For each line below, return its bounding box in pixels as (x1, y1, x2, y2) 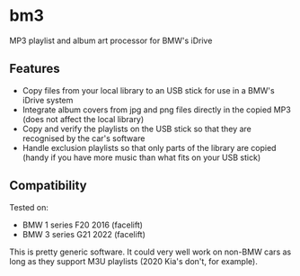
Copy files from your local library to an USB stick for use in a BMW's (22, 85, 276, 95)
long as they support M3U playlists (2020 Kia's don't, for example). (9, 255, 258, 266)
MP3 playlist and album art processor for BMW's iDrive (9, 35, 213, 46)
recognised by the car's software (22, 132, 146, 144)
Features (9, 61, 60, 76)
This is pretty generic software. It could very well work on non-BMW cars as (9, 246, 292, 257)
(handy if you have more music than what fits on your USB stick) (22, 152, 261, 163)
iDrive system (22, 94, 74, 105)
